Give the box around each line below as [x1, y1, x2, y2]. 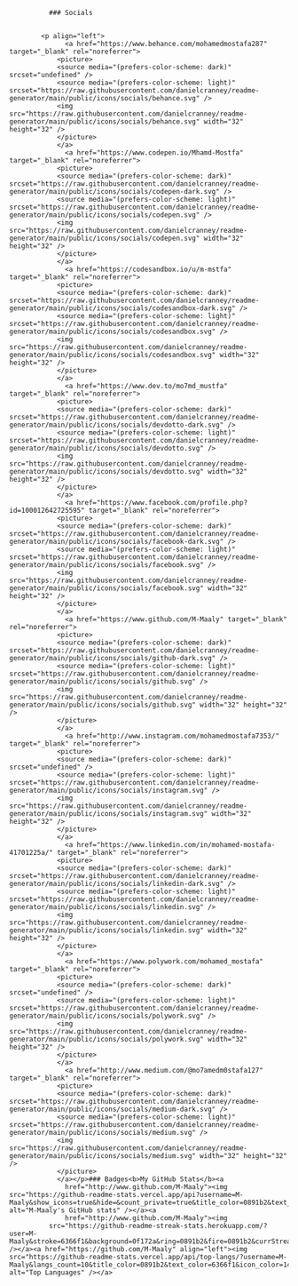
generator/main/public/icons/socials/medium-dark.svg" [9, 1105, 216, 1114]
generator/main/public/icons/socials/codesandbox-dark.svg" [9, 304, 237, 313]
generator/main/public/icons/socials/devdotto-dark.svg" [9, 420, 224, 429]
